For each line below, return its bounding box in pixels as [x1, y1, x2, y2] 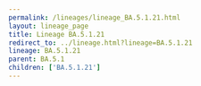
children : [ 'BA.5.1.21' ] [8, 64, 101, 73]
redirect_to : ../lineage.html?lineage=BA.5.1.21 [8, 38, 193, 47]
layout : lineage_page [8, 21, 89, 30]
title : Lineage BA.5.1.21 [8, 30, 105, 39]
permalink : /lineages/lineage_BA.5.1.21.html [8, 13, 180, 22]
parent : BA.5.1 [8, 55, 65, 64]
